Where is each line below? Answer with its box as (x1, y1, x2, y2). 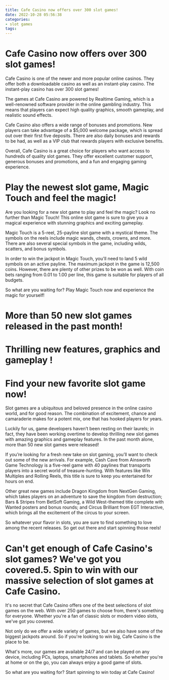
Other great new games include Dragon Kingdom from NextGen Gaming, (5, 488, 156, 494)
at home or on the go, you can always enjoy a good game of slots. (5, 659, 143, 665)
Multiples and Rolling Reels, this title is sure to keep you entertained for (5, 473, 153, 479)
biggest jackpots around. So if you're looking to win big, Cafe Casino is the (5, 633, 160, 640)
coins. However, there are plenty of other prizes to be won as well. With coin (5, 266, 164, 272)
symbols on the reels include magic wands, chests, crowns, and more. (5, 235, 151, 241)
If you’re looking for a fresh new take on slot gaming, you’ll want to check (5, 451, 158, 458)
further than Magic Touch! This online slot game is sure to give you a (5, 214, 148, 220)
